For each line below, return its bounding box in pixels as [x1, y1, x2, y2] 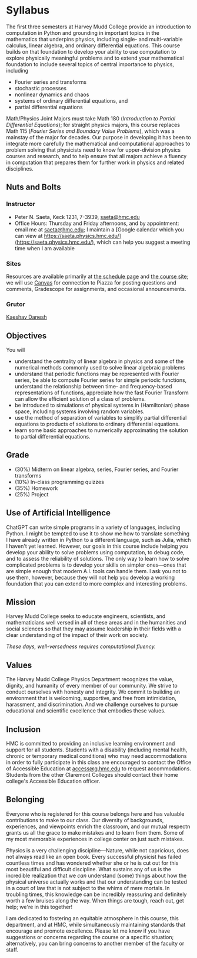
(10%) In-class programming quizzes [14, 478, 105, 485]
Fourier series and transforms [14, 78, 87, 86]
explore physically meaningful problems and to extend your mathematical [6, 54, 184, 61]
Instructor [6, 200, 35, 208]
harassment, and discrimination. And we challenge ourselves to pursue [6, 701, 178, 708]
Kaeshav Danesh [6, 313, 47, 321]
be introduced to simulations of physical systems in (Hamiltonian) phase [14, 402, 190, 409]
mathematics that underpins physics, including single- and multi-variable [6, 35, 183, 42]
